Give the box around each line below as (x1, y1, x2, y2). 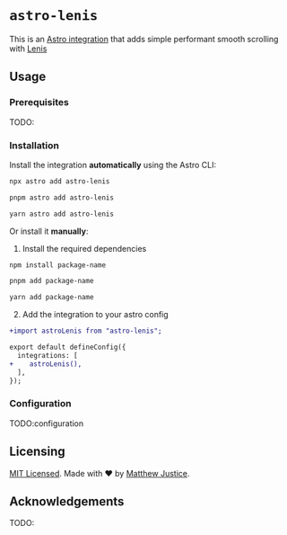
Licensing (9, 444, 65, 459)
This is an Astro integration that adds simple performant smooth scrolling (9, 33, 279, 44)
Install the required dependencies (22, 243, 147, 254)
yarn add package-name (9, 293, 94, 302)
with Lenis (9, 43, 48, 54)
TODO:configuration (9, 417, 84, 429)
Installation (9, 138, 60, 151)
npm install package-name (9, 260, 106, 270)
